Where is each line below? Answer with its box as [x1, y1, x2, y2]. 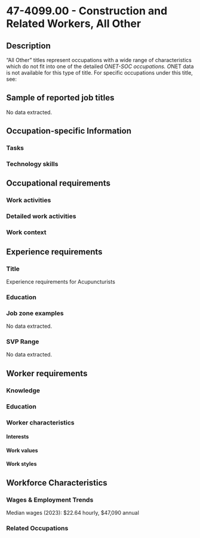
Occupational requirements [6, 178, 110, 189]
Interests [6, 433, 29, 440]
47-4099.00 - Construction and [6, 4, 168, 18]
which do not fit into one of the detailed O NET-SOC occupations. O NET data [6, 63, 194, 70]
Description [6, 41, 51, 51]
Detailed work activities [6, 212, 76, 220]
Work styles [6, 460, 37, 468]
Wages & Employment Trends [6, 496, 94, 504]
